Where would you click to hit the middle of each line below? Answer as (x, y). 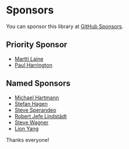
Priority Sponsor (37, 45)
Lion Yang (27, 129)
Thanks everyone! (28, 140)
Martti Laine (29, 58)
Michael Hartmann (37, 98)
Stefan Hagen (31, 103)
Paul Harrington (33, 65)
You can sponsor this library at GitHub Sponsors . (65, 26)
